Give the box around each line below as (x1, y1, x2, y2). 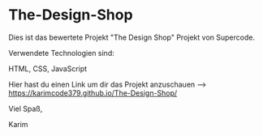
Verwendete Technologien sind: (8, 48, 115, 57)
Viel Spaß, (8, 104, 43, 113)
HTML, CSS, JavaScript (8, 63, 88, 74)
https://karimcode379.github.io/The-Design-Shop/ (8, 87, 178, 98)
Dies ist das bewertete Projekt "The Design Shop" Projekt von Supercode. (8, 32, 256, 42)
